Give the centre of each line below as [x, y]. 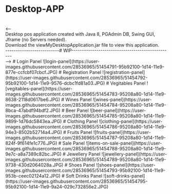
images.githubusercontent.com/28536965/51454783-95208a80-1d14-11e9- [86, 94]
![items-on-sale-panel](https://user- [124, 143]
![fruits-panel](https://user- [122, 132]
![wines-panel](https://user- [122, 99]
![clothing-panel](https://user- [131, 121]
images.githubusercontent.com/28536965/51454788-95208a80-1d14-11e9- [86, 148]
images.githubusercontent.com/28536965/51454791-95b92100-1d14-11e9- [85, 67]
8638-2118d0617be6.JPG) [33, 99]
